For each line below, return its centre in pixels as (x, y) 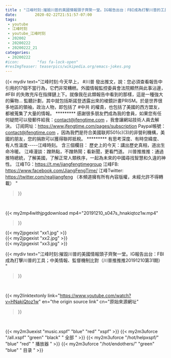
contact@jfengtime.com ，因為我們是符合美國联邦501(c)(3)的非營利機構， (83, 133)
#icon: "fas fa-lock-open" (42, 62)
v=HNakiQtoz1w (22, 302)
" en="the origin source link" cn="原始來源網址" (89, 302)
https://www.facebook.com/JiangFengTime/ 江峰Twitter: (64, 171)
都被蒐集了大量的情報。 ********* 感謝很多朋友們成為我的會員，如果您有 (81, 113)
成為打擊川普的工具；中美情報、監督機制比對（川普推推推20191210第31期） (84, 261)
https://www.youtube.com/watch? (95, 296)
